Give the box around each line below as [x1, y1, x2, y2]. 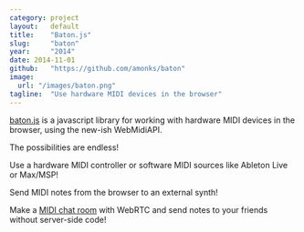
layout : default [9, 22, 79, 31]
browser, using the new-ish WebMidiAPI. [9, 124, 162, 135]
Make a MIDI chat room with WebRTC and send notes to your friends [9, 204, 268, 215]
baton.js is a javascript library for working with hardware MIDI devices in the [9, 115, 295, 126]
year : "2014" [9, 47, 76, 56]
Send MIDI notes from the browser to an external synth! [9, 187, 219, 197]
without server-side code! [9, 214, 107, 225]
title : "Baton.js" [9, 30, 92, 39]
